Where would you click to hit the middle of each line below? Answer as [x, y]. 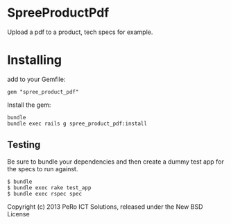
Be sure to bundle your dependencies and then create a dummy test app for [115, 162]
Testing [24, 145]
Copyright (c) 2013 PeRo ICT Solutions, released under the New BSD [105, 207]
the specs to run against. [43, 169]
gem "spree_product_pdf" [43, 92]
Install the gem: [29, 105]
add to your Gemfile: [36, 79]
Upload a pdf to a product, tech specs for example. [80, 32]
